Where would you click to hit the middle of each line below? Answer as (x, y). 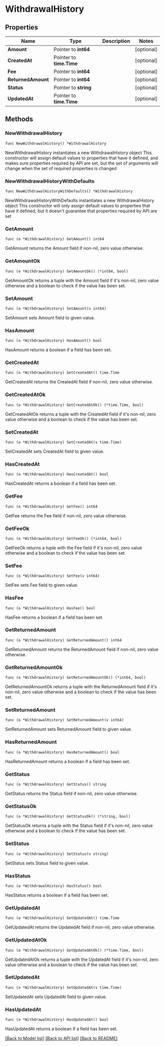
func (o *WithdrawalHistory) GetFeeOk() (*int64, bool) (63, 539)
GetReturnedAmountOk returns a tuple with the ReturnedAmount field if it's (81, 687)
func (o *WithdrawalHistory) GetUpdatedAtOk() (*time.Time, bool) (74, 950)
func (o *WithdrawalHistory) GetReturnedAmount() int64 (63, 640)
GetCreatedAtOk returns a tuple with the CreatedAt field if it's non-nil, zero (81, 414)
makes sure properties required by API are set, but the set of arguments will (82, 163)
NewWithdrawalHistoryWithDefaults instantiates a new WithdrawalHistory (80, 200)
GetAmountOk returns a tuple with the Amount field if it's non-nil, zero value (82, 280)
